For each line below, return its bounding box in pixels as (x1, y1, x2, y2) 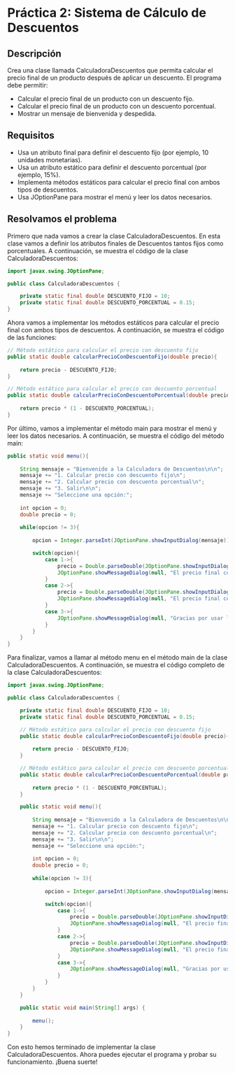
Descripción (7, 48, 62, 59)
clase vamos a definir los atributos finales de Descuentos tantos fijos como (7, 239, 224, 248)
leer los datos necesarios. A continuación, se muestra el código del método (7, 432, 225, 440)
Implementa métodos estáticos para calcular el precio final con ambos (17, 178, 220, 186)
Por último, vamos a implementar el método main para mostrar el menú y (7, 424, 217, 432)
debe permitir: (7, 81, 48, 89)
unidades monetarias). (17, 155, 83, 164)
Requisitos (7, 129, 55, 141)
